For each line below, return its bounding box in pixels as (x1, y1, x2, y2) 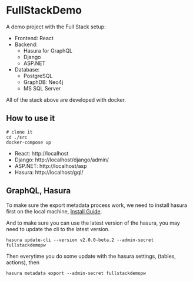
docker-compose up (6, 140, 51, 145)
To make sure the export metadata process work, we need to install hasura (6, 202, 187, 209)
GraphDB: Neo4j (23, 78, 64, 86)
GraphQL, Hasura (6, 186, 71, 196)
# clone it (6, 129, 33, 135)
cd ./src (6, 134, 28, 140)
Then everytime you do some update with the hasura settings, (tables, (6, 252, 177, 260)
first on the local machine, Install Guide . (6, 208, 102, 215)
